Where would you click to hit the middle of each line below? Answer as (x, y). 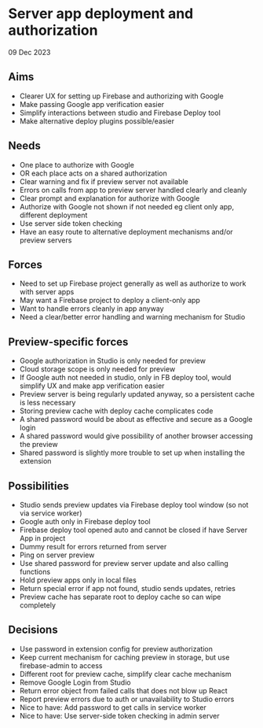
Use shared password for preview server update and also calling (124, 563)
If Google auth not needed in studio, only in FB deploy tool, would (125, 378)
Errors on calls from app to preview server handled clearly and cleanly (133, 190)
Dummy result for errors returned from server (93, 547)
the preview (38, 445)
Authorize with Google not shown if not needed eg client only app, (126, 206)
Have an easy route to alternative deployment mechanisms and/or (126, 231)
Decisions (33, 630)
